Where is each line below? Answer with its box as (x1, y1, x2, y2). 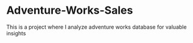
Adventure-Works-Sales (6, 4, 133, 17)
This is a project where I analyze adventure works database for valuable (6, 23, 187, 30)
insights (6, 29, 26, 36)
